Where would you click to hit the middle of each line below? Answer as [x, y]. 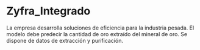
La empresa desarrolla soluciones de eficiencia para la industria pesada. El [100, 28]
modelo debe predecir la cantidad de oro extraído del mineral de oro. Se [97, 34]
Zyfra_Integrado [48, 11]
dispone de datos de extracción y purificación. [65, 40]
